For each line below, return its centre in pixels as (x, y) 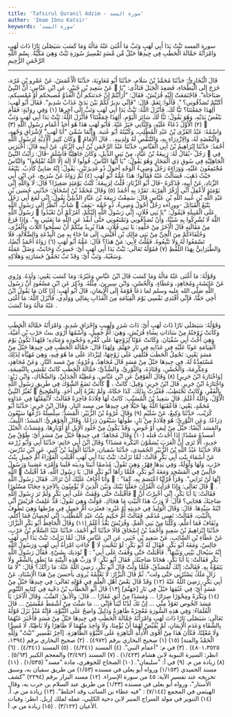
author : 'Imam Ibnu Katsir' (48, 20)
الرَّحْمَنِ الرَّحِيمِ (27, 61)
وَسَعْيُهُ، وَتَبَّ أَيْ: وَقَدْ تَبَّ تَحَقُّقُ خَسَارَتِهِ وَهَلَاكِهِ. (65, 256)
